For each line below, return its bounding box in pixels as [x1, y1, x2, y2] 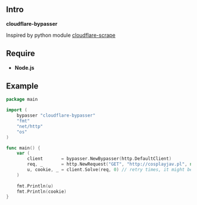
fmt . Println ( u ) [16, 183, 54, 189]
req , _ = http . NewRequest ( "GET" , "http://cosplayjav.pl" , [27, 161, 188, 168]
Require [6, 49, 35, 59]
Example [6, 81, 39, 91]
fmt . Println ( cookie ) [16, 189, 67, 194]
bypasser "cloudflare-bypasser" [16, 112, 96, 119]
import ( [6, 107, 28, 113]
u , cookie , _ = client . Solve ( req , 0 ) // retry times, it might [27, 167, 185, 173]
